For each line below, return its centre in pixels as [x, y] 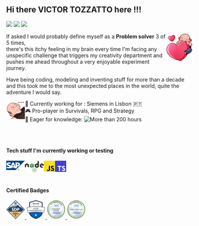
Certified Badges [28, 190]
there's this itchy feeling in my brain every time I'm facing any [82, 49]
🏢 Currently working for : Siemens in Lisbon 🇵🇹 [83, 103]
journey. [16, 68]
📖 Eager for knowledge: [54, 119]
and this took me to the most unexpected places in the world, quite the [93, 86]
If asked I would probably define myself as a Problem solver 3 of [86, 36]
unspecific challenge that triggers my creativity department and [84, 55]
